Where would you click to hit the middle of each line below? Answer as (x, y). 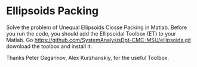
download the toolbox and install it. (49, 46)
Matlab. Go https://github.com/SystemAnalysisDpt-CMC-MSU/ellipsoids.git (98, 40)
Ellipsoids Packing (53, 11)
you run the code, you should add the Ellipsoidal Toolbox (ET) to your (91, 33)
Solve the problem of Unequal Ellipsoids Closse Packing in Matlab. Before (97, 27)
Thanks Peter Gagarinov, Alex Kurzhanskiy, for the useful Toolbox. (87, 58)
